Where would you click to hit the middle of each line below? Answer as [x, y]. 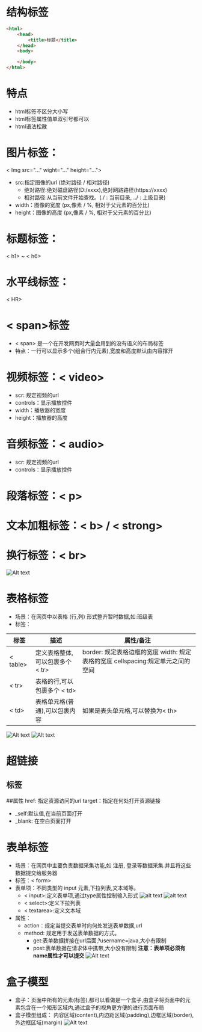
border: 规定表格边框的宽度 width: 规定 [137, 652]
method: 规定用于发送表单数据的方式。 [72, 933]
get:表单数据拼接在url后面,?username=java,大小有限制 [99, 940]
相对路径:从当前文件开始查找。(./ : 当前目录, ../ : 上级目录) [95, 197]
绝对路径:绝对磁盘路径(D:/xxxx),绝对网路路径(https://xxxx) [95, 189]
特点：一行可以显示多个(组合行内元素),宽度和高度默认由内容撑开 [94, 351]
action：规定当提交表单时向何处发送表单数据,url [83, 925]
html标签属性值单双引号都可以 [52, 119]
